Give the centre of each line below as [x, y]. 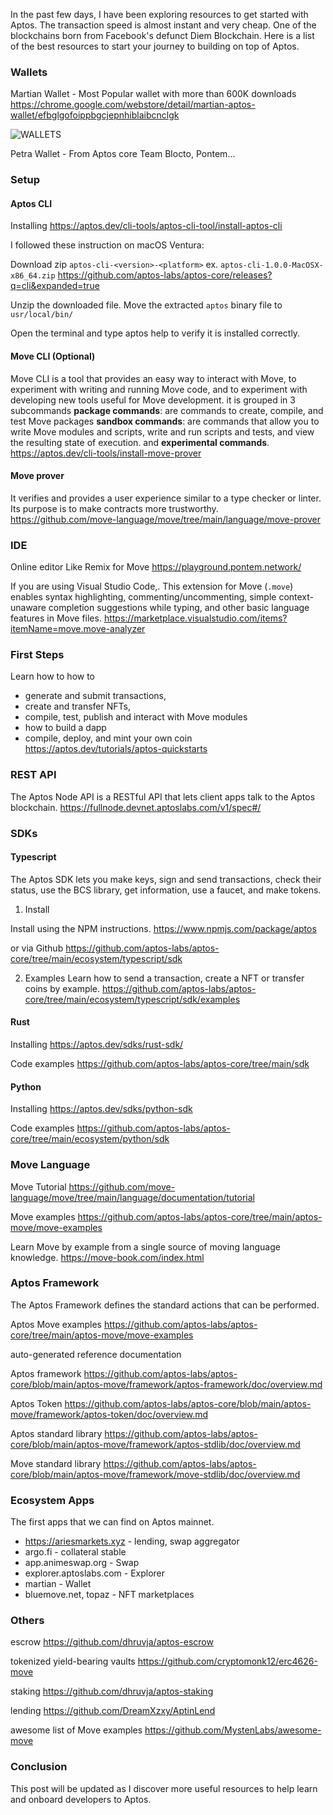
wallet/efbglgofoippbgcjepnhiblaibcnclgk [95, 115]
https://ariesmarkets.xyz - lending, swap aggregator [132, 1541]
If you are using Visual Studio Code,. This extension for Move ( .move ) [152, 586]
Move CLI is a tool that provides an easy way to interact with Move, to [153, 378]
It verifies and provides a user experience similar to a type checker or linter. [166, 498]
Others [27, 1621]
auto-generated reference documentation [96, 1354]
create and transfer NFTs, [77, 706]
